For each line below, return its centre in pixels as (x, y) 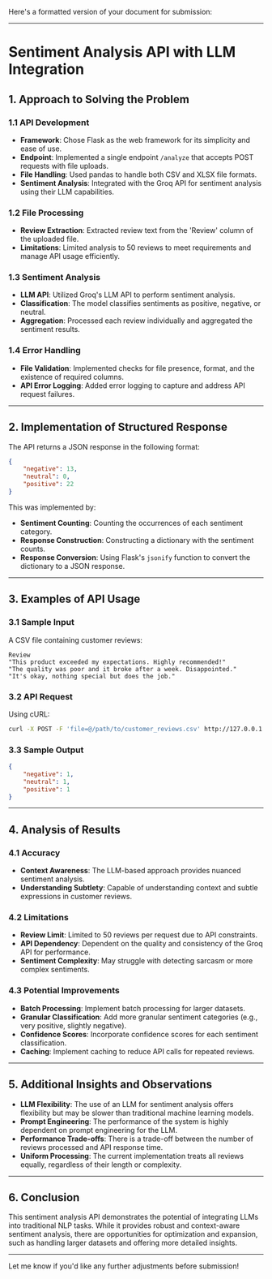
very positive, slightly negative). (73, 1025)
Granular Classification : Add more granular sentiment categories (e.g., (139, 1017)
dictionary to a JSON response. (72, 566)
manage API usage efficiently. (70, 256)
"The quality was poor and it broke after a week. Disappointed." (123, 669)
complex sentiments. (55, 970)
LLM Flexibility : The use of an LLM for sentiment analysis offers (127, 1104)
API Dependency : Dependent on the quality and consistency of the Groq (141, 944)
